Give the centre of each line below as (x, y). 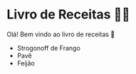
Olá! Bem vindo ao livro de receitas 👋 (61, 34)
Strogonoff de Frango (49, 48)
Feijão (26, 63)
